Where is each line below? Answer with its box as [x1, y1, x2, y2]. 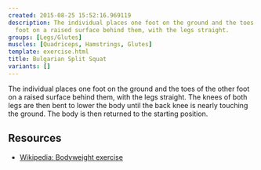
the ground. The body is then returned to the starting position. [8, 109, 208, 118]
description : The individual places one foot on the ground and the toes [8, 19, 255, 27]
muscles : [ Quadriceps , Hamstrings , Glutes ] [8, 41, 153, 49]
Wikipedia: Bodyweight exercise [19, 152, 124, 161]
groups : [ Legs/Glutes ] [8, 33, 82, 42]
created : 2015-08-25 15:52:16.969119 [8, 11, 132, 20]
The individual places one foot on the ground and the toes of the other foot [8, 84, 250, 93]
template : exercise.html [8, 48, 89, 56]
